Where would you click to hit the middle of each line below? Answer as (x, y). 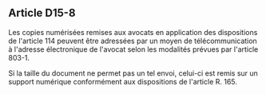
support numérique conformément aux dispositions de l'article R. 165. (123, 81)
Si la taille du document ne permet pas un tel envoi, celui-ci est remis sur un (133, 73)
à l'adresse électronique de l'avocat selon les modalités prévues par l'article (133, 49)
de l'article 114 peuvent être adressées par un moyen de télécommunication (133, 41)
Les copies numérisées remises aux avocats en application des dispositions (133, 32)
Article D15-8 (42, 13)
